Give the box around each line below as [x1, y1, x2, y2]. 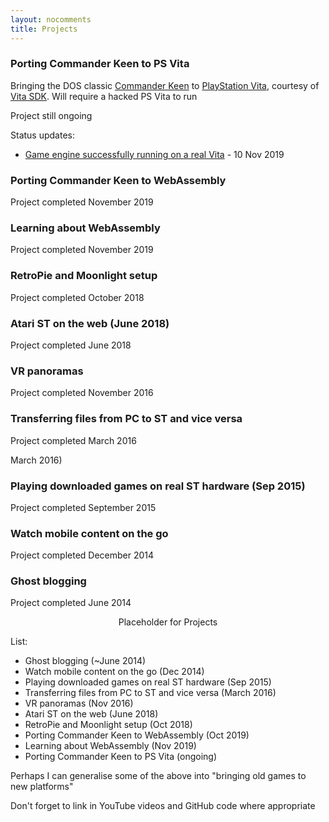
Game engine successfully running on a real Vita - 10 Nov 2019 [24, 148, 285, 160]
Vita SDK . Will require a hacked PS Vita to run [10, 90, 198, 102]
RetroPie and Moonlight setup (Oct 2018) [24, 719, 193, 731]
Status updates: [10, 129, 75, 141]
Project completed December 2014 [10, 549, 155, 561]
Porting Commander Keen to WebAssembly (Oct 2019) [24, 729, 250, 741]
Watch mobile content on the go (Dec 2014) [24, 666, 205, 678]
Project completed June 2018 [10, 339, 132, 351]
